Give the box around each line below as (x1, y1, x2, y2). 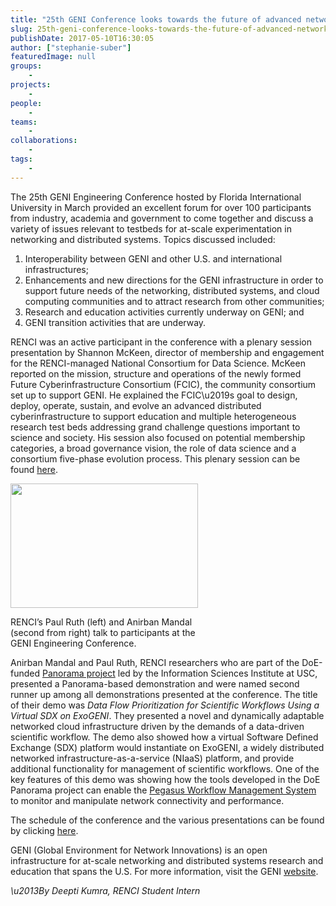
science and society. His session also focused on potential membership (10, 431, 306, 443)
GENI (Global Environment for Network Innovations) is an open (10, 844, 268, 856)
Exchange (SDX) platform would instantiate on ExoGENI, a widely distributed (10, 741, 325, 753)
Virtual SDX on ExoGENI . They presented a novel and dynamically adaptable (10, 709, 325, 721)
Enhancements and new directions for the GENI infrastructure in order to (24, 274, 324, 286)
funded (10, 667, 41, 679)
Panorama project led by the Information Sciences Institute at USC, (41, 667, 318, 679)
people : (10, 98, 43, 108)
